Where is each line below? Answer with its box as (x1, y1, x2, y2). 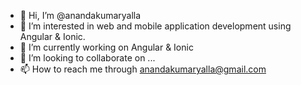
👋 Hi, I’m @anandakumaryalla (19, 10, 142, 21)
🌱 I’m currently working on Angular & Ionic (19, 41, 194, 53)
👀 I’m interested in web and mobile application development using (19, 20, 292, 32)
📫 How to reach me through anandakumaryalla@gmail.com (19, 63, 267, 75)
